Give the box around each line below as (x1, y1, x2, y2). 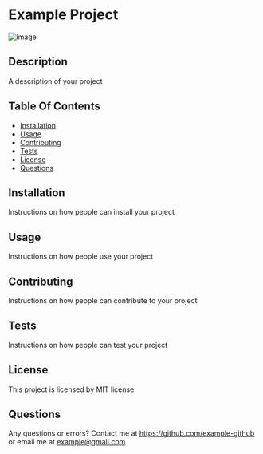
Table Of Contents (8, 100, 101, 113)
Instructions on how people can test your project (8, 340, 168, 349)
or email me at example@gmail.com (8, 437, 126, 447)
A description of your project (8, 76, 103, 85)
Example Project (8, 6, 119, 24)
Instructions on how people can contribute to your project (8, 296, 198, 305)
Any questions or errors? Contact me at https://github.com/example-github (8, 428, 255, 438)
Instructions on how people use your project (8, 251, 154, 261)
